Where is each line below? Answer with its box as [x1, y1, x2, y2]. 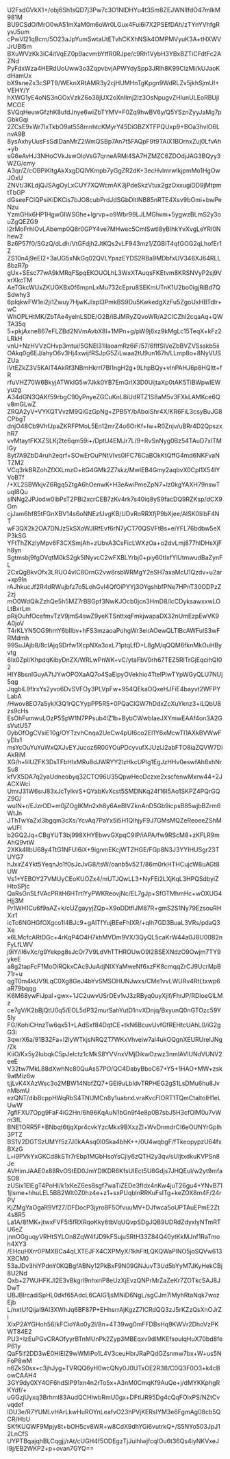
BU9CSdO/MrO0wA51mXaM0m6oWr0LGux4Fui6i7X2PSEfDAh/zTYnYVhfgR [7, 21, 220, 28]
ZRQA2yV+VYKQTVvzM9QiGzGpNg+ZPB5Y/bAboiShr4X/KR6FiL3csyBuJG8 [7, 408, 222, 415]
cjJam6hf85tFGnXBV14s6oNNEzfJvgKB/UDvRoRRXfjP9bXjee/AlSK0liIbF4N [7, 510, 220, 517]
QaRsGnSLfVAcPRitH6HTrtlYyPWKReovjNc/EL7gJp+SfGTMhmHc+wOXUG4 [7, 889, 222, 898]
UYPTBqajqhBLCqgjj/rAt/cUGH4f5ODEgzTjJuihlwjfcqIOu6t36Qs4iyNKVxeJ [7, 1437, 220, 1445]
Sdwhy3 [7, 291, 31, 298]
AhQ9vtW [7, 838, 35, 846]
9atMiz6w [7, 1072, 36, 1080]
